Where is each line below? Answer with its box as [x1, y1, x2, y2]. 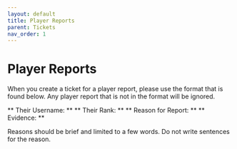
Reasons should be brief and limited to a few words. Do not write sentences [7, 128, 230, 136]
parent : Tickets [7, 24, 56, 31]
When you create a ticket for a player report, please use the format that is [7, 85, 223, 93]
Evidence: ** [7, 113, 45, 122]
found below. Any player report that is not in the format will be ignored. [7, 92, 216, 101]
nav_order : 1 [7, 30, 46, 38]
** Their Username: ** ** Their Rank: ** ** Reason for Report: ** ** [7, 106, 205, 115]
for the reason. [7, 135, 51, 143]
